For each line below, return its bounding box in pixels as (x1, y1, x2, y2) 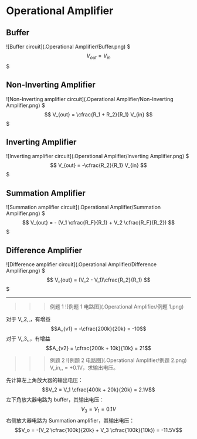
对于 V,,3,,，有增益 (6, 335, 51, 342)
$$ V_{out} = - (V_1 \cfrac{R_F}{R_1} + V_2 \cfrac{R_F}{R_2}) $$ (22, 219, 175, 226)
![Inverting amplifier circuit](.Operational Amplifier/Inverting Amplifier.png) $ (6, 153, 189, 160)
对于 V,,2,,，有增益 (6, 316, 51, 323)
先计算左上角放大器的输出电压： (6, 377, 83, 384)
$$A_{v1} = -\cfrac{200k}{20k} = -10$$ (50, 325, 147, 333)
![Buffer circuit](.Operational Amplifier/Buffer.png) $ (6, 43, 131, 50)
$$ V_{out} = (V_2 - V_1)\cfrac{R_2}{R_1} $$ (46, 276, 151, 283)
